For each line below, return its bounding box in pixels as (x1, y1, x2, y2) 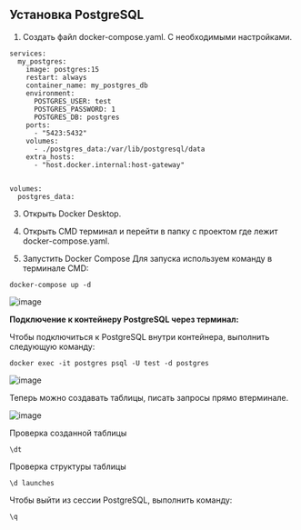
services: (9, 49, 47, 58)
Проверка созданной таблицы (9, 427, 127, 438)
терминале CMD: (22, 263, 89, 274)
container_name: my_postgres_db (25, 81, 148, 90)
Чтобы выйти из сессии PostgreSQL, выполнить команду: (9, 495, 233, 505)
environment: (25, 88, 75, 98)
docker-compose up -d (9, 280, 92, 289)
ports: (25, 120, 51, 130)
